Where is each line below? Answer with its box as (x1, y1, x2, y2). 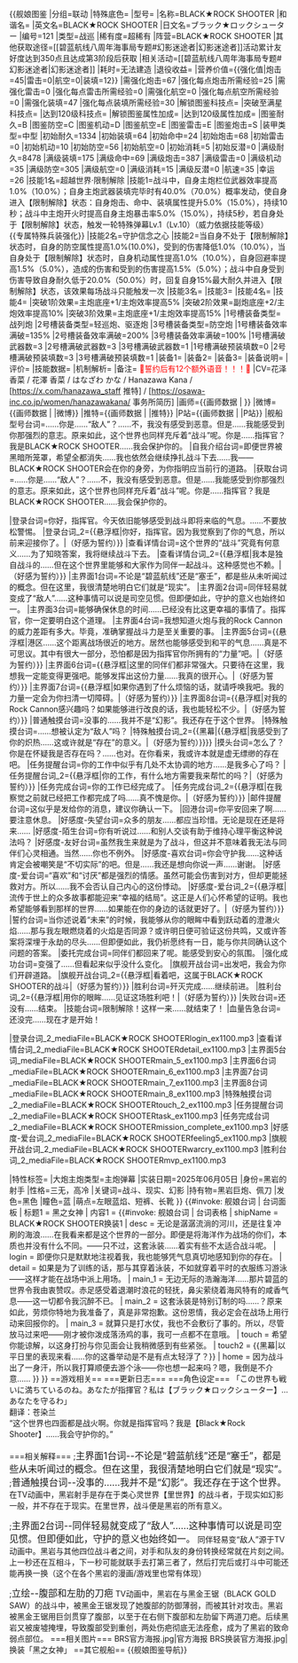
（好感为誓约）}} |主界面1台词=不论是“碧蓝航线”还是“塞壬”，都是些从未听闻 (9, 571, 280, 581)
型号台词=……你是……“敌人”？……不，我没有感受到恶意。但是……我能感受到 (9, 419, 286, 429)
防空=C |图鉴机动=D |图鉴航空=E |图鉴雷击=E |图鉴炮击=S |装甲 (47, 120, 278, 129)
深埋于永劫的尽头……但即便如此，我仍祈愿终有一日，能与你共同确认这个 (24, 937, 287, 947)
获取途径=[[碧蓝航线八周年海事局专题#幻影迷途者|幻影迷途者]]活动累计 (16, 42, 275, 52)
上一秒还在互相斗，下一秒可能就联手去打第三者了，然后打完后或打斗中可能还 (9, 1557, 289, 1567)
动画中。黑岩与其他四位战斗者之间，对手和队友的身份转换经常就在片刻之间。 (9, 1546, 289, 1556)
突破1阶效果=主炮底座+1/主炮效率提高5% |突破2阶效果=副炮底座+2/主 (31, 297, 286, 307)
